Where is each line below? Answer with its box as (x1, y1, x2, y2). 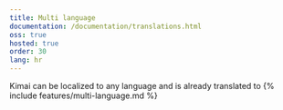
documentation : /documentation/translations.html (9, 22, 203, 31)
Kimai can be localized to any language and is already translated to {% (9, 81, 276, 91)
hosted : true (9, 38, 59, 48)
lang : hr (9, 55, 43, 65)
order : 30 (9, 47, 47, 56)
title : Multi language (9, 13, 96, 23)
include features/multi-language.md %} (9, 90, 158, 101)
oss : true (9, 30, 47, 39)
